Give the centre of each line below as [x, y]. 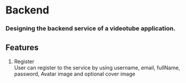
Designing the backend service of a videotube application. [91, 29]
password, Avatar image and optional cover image [75, 74]
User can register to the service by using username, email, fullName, [97, 67]
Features [22, 47]
